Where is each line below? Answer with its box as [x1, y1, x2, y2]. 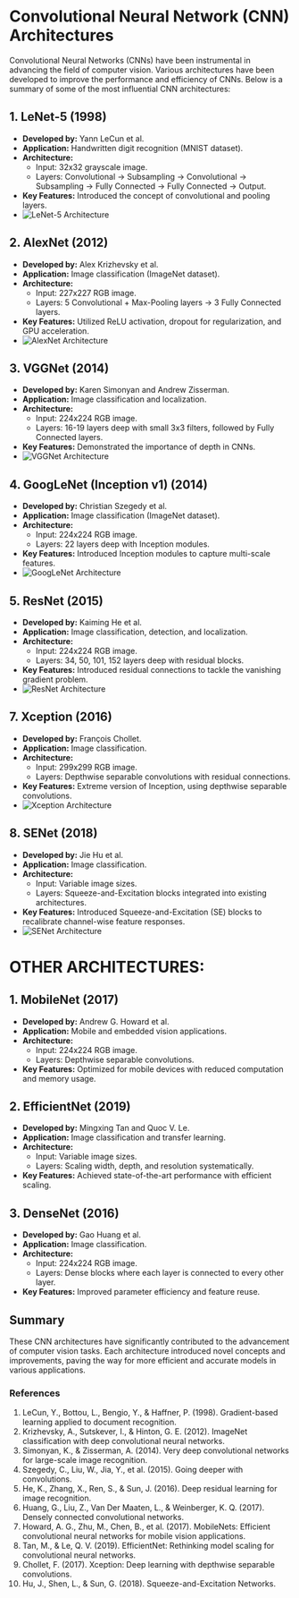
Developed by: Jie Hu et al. [21, 849, 123, 860]
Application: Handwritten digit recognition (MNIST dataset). [21, 142, 244, 153]
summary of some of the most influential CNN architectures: [9, 83, 231, 94]
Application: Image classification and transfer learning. [21, 1132, 226, 1143]
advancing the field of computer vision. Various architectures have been [9, 64, 275, 75]
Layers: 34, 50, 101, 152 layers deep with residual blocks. [35, 655, 245, 666]
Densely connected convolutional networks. [21, 1512, 185, 1523]
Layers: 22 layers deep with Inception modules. [35, 539, 210, 549]
